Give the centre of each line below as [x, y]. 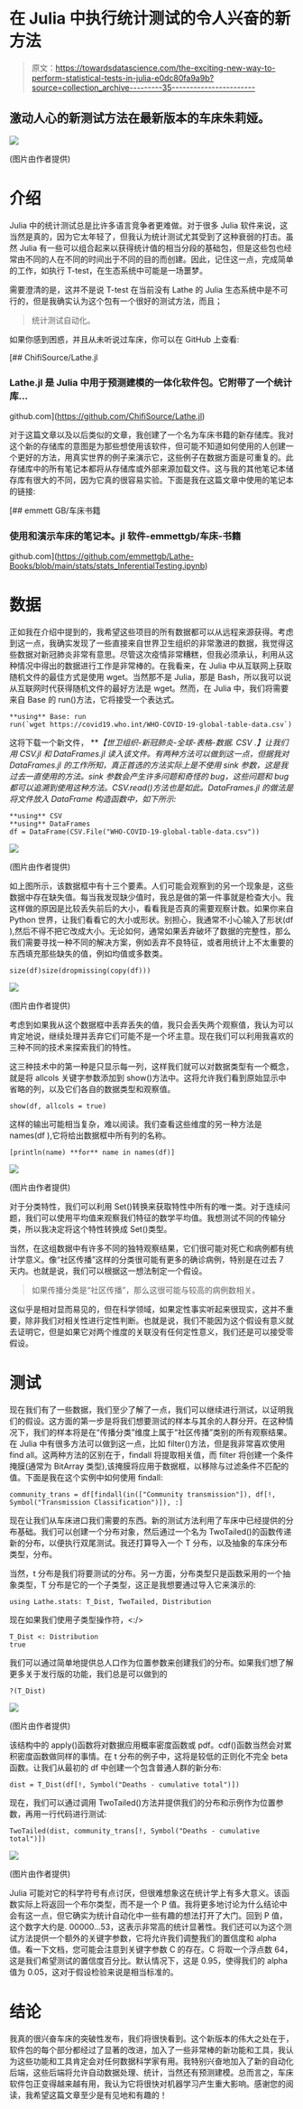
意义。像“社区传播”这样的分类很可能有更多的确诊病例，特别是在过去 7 [154, 1260]
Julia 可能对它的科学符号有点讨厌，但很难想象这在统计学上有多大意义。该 [146, 1893]
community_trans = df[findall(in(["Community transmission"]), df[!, [143, 1495]
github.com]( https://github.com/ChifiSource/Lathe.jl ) [107, 415]
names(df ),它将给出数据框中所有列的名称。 [90, 1135]
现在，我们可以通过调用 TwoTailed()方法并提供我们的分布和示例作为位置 [143, 1803]
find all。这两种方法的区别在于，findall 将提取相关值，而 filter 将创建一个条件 [151, 1455]
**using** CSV [36, 817]
